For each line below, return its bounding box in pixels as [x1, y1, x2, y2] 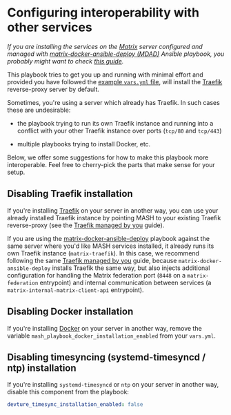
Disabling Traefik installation [7, 188, 133, 200]
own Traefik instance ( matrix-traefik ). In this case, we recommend [7, 249, 200, 257]
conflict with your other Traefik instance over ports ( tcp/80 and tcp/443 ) [17, 126, 222, 135]
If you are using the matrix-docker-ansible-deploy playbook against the [7, 234, 210, 242]
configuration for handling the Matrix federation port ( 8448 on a [7, 271, 186, 279]
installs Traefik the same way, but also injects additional [52, 264, 210, 272]
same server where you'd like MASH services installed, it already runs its [7, 242, 214, 250]
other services [7, 19, 93, 35]
